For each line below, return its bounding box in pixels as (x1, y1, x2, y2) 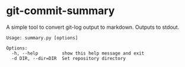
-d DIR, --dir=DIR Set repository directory (11, 55, 126, 61)
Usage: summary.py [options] (6, 35, 78, 41)
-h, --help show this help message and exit (11, 50, 145, 56)
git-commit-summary (6, 4, 115, 18)
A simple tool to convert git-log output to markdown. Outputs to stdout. (6, 24, 180, 31)
